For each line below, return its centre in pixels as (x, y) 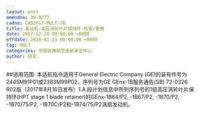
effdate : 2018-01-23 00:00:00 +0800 (52, 40)
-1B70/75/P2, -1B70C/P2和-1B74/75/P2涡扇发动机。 (70, 104)
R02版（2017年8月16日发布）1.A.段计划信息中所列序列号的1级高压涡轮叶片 (98, 89)
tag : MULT (19, 46)
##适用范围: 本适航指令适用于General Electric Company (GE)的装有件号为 (97, 74)
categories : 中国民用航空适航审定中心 (49, 51)
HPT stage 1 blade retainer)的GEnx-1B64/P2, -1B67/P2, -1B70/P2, (99, 97)
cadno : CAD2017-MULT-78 (36, 23)
